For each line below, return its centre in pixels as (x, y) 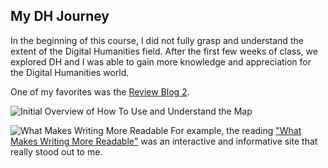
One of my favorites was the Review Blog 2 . (100, 91)
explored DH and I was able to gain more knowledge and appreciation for (161, 61)
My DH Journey (60, 16)
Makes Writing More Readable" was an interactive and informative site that (164, 141)
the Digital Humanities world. (70, 72)
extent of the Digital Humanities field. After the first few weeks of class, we (164, 51)
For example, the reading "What (236, 130)
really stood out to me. (56, 151)
